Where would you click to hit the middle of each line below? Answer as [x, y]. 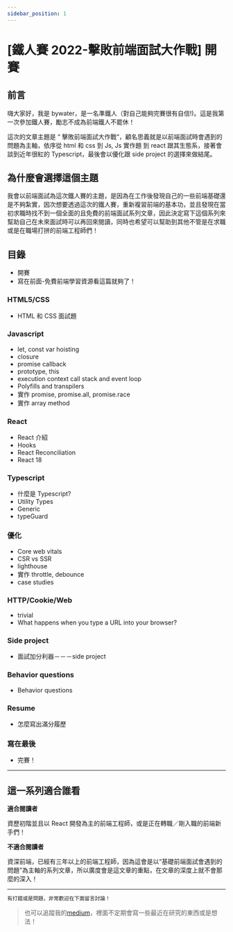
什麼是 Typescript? [44, 494]
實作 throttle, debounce [51, 574]
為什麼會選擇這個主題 [53, 178]
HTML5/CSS [28, 300]
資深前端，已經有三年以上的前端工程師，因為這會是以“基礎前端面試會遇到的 [115, 862]
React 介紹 [33, 437]
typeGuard [33, 516]
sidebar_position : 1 [37, 14]
